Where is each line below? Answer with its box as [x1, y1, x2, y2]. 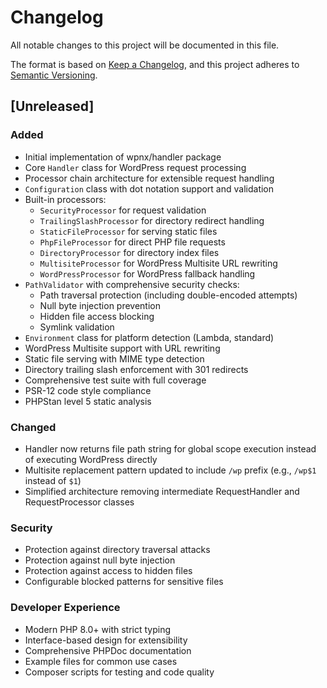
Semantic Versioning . [10, 69, 98, 81]
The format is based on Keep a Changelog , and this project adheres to [10, 58, 300, 70]
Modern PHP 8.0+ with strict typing [24, 623, 172, 635]
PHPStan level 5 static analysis [24, 395, 152, 407]
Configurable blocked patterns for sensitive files [24, 576, 224, 588]
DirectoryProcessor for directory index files [39, 246, 220, 258]
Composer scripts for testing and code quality [24, 666, 215, 678]
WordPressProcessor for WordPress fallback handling [39, 267, 256, 280]
